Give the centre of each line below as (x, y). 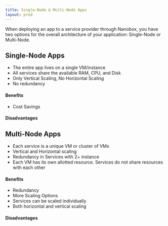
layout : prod (19, 15)
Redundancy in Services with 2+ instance (56, 156)
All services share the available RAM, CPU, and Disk (67, 73)
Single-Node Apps (35, 55)
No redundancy (29, 84)
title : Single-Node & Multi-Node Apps (46, 10)
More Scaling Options (35, 196)
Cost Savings (26, 106)
